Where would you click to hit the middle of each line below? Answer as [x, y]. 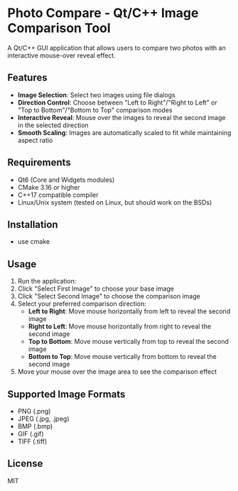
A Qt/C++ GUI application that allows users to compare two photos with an [117, 48]
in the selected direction [53, 125]
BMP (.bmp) [35, 426]
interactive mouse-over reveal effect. [61, 55]
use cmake [34, 242]
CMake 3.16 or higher [49, 187]
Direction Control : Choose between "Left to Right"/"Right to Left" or [118, 102]
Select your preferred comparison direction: [82, 304]
